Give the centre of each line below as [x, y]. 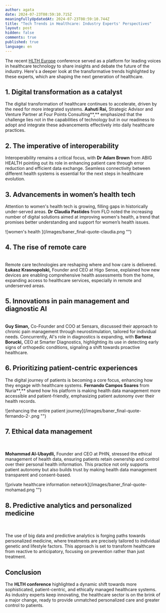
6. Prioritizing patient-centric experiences [71, 368]
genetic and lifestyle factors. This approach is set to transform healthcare [80, 546]
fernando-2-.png [22, 416]
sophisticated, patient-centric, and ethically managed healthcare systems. [81, 589]
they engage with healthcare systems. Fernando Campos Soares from [77, 385]
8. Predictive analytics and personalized [69, 505]
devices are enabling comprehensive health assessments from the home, [80, 275]
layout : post [19, 28]
